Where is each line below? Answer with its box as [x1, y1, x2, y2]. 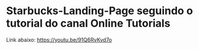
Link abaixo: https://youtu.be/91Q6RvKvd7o [6, 36, 112, 43]
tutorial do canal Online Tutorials [6, 17, 170, 30]
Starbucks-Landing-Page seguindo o [6, 4, 193, 18]
